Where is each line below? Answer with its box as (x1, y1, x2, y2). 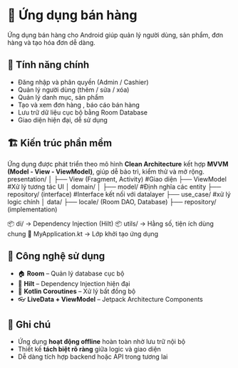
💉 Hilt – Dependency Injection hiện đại (17, 280, 130, 288)
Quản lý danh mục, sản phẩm (17, 93, 104, 101)
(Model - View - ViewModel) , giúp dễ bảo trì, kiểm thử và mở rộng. (7, 167, 205, 176)
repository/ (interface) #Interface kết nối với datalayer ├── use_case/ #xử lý (7, 189, 232, 199)
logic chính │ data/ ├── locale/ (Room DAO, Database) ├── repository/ (7, 197, 217, 206)
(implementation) (7, 205, 58, 214)
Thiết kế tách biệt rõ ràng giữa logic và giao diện (17, 345, 162, 354)
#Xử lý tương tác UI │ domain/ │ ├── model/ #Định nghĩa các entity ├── (7, 182, 222, 191)
